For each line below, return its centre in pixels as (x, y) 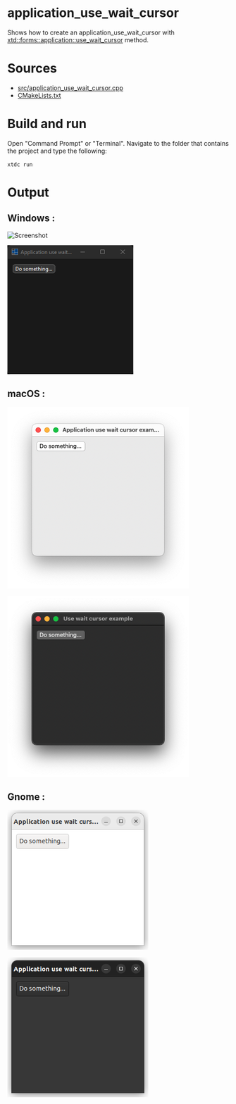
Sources (32, 69)
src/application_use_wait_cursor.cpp (70, 88)
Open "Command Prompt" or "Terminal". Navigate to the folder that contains (118, 143)
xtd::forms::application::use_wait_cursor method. (78, 39)
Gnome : (26, 797)
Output (28, 192)
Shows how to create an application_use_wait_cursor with (91, 32)
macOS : (26, 394)
